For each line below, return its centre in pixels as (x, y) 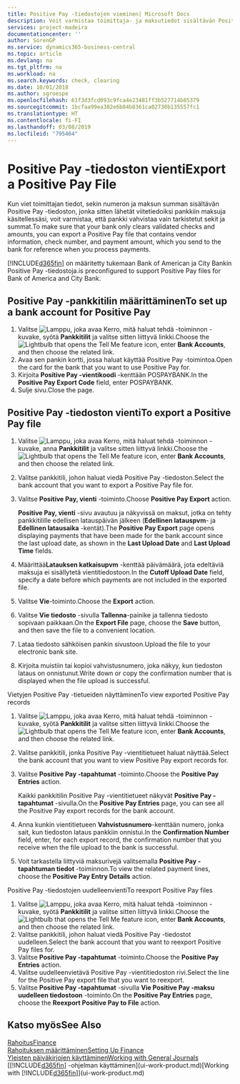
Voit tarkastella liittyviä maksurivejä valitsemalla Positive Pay (107, 861)
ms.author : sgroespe (38, 94)
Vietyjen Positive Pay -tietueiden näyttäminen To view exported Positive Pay (119, 695)
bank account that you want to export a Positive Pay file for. (105, 485)
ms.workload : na (31, 74)
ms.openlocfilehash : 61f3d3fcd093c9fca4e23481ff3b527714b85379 (104, 101)
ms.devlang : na (30, 61)
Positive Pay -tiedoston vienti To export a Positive (119, 413)
